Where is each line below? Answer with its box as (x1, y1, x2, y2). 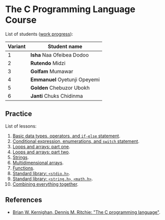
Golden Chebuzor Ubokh (30, 84, 90, 91)
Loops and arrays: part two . (12, 149, 70, 155)
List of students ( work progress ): (5, 31, 73, 37)
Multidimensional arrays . (12, 159, 64, 166)
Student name (47, 43, 82, 50)
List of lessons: (5, 123, 37, 129)
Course (5, 14, 37, 26)
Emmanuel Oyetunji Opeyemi (30, 76, 100, 83)
